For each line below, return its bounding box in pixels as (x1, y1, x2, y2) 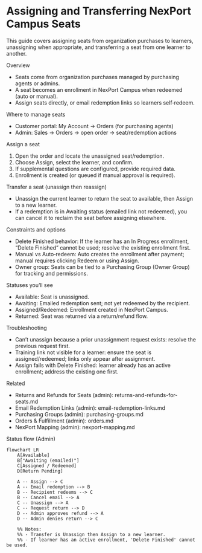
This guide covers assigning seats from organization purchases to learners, (6, 37, 194, 44)
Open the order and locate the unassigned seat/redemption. (14, 152, 165, 160)
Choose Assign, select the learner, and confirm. (14, 158, 134, 166)
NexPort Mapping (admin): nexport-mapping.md (14, 423, 135, 430)
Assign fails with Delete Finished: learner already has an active (14, 361, 171, 369)
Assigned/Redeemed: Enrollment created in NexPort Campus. (14, 306, 169, 313)
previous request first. (14, 342, 71, 349)
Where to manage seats (6, 111, 66, 118)
